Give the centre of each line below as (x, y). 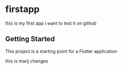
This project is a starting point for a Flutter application (61, 51)
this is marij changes (27, 61)
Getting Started (30, 39)
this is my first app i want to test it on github (51, 23)
